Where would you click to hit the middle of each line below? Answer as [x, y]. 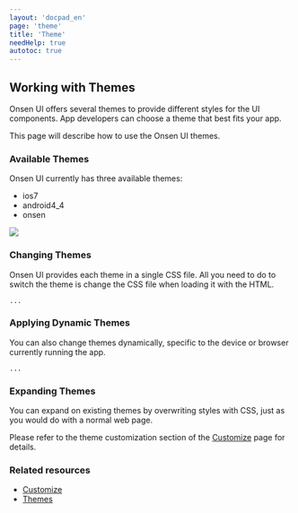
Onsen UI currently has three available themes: [96, 178]
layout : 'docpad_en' [48, 17]
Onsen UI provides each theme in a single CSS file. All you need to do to [143, 274]
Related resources [50, 470]
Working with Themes [73, 87]
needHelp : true [38, 43]
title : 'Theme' [38, 34]
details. [23, 447]
